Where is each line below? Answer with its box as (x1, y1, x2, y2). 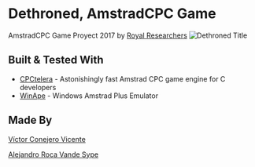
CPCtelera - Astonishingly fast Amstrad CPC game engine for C (19, 74, 226, 83)
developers (19, 82, 57, 92)
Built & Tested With (8, 53, 104, 67)
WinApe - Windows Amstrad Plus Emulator (19, 91, 159, 100)
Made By (8, 114, 53, 127)
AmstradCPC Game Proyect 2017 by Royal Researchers (8, 31, 187, 40)
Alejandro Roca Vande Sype (8, 150, 99, 159)
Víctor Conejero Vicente (8, 134, 87, 143)
